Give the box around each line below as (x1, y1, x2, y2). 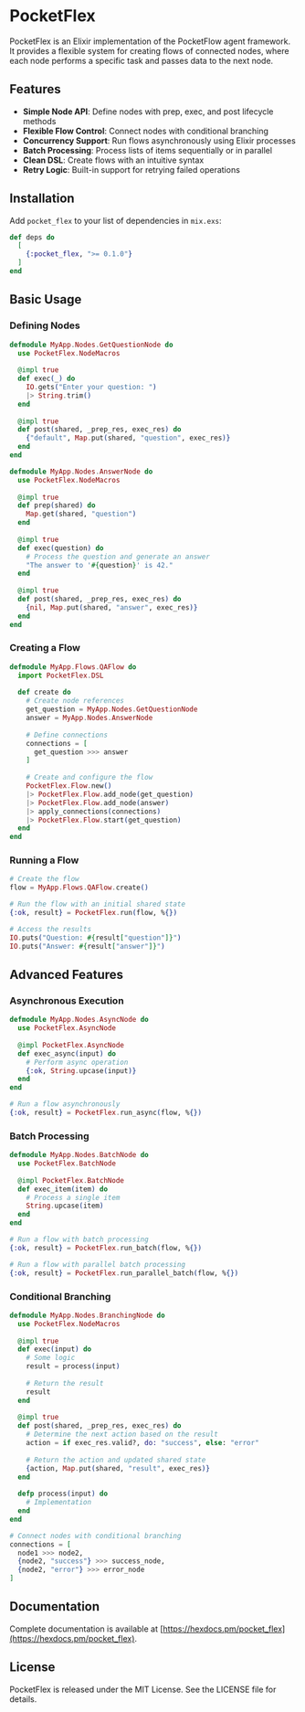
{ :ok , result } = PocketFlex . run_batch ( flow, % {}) (9, 1243, 203, 1252)
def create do (17, 687, 71, 697)
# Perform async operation (26, 1058, 129, 1067)
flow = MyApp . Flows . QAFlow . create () (9, 883, 149, 892)
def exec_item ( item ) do (17, 1185, 108, 1194)
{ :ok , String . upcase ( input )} (26, 1066, 137, 1075)
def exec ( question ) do (17, 543, 104, 553)
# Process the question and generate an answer (26, 552, 210, 561)
